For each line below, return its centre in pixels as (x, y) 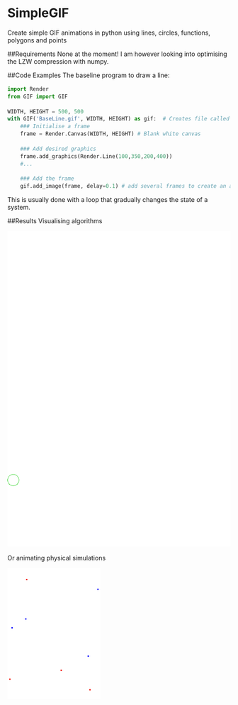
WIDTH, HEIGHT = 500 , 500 (45, 111)
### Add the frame (47, 179)
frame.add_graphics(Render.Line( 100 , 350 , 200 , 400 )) (96, 156)
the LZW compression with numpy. (58, 61)
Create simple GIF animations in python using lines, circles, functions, (109, 33)
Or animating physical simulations (57, 558)
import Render (28, 89)
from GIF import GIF (38, 96)
